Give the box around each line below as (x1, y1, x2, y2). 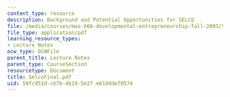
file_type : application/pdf (7, 29, 88, 36)
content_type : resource (7, 10, 75, 17)
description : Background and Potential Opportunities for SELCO (7, 16, 194, 23)
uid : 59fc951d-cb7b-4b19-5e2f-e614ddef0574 (7, 80, 133, 87)
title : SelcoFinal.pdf (7, 73, 72, 81)
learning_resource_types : (7, 36, 81, 42)
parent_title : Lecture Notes (7, 55, 90, 61)
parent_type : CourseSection (7, 61, 88, 68)
